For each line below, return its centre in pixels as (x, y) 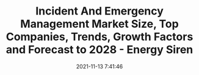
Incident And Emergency (99, 11)
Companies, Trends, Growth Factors (99, 37)
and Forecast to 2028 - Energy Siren (99, 50)
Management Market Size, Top (99, 24)
